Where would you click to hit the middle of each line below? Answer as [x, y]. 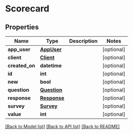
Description [83, 41]
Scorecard [27, 9]
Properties [22, 27]
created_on [21, 66]
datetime [51, 66]
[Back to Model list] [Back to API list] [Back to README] [62, 127]
